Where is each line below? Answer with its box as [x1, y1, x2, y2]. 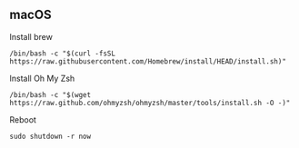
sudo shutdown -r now [9, 132, 92, 141]
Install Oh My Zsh [9, 73, 75, 84]
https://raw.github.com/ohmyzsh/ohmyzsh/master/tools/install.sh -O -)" [9, 98, 291, 107]
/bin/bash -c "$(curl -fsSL [9, 49, 116, 58]
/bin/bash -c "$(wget [9, 90, 92, 99]
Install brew [9, 31, 53, 42]
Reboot [9, 113, 36, 125]
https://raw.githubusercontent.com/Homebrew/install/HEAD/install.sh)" [9, 56, 286, 66]
